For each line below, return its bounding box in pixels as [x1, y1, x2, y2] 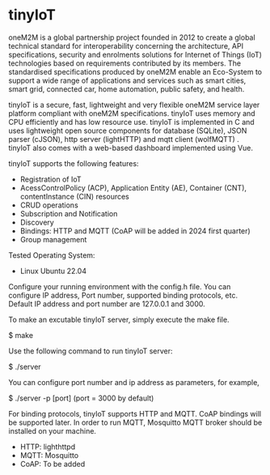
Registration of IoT [19, 174, 82, 184]
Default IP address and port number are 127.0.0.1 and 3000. [8, 298, 206, 309]
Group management [19, 234, 87, 244]
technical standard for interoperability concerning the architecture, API [8, 41, 244, 50]
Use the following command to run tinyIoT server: [8, 346, 173, 356]
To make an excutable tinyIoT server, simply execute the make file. [8, 315, 230, 324]
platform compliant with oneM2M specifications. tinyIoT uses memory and [8, 108, 256, 118]
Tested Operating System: [8, 250, 95, 260]
